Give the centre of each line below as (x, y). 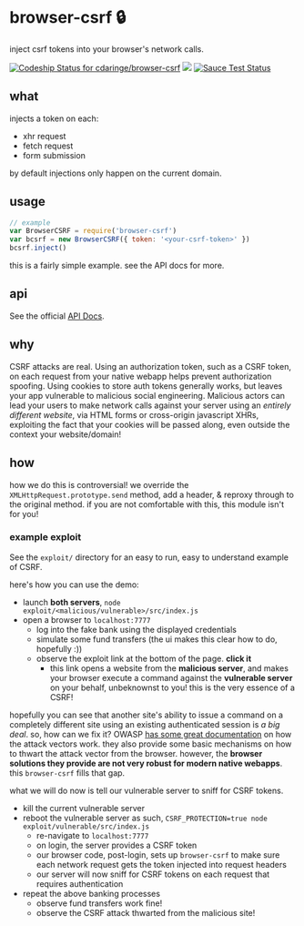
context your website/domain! (66, 434)
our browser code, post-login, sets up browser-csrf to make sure (158, 855)
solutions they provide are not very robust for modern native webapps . (146, 763)
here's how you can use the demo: (74, 585)
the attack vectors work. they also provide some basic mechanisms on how (151, 744)
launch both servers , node (71, 602)
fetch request (48, 146)
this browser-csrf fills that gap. (67, 773)
